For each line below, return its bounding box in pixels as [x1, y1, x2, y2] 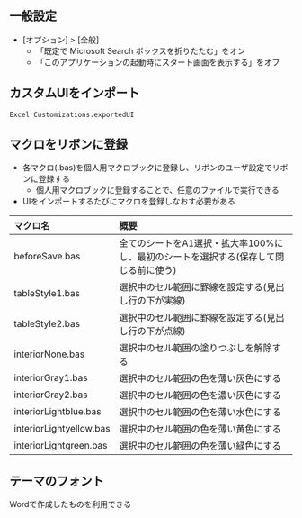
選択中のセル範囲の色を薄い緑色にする [119, 440, 281, 452]
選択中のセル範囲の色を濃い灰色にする [119, 389, 281, 402]
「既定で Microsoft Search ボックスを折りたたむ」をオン [35, 45, 245, 56]
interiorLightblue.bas [13, 405, 102, 418]
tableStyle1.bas [13, 287, 81, 300]
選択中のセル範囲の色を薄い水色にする [119, 406, 281, 419]
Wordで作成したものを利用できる [9, 499, 132, 510]
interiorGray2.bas [13, 388, 88, 401]
